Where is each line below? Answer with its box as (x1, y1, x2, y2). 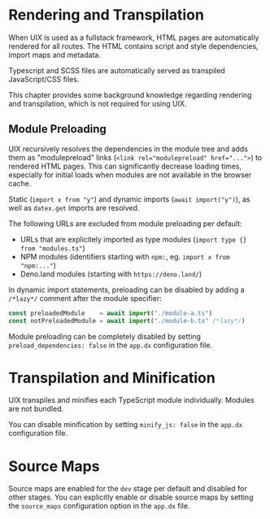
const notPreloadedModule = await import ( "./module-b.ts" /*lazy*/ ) (8, 316, 246, 325)
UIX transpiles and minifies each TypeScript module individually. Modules (8, 395, 255, 405)
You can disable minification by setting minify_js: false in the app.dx (8, 420, 242, 430)
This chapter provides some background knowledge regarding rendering (8, 89, 252, 99)
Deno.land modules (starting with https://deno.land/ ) (20, 268, 202, 278)
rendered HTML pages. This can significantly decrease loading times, (8, 161, 242, 171)
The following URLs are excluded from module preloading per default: (8, 218, 242, 229)
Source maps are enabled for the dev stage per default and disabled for (8, 484, 247, 494)
